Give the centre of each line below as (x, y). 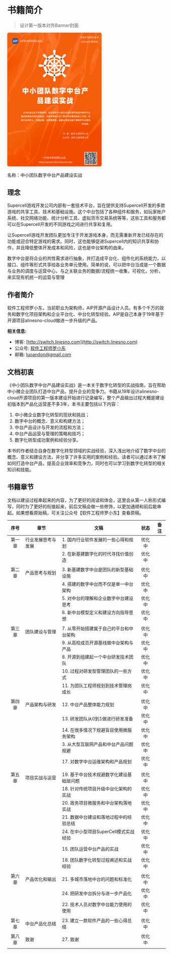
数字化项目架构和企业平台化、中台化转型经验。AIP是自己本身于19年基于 (90, 314)
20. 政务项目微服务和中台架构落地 (97, 803)
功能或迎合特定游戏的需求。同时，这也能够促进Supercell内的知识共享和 (81, 241)
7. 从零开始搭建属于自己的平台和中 (98, 628)
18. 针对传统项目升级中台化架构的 (97, 789)
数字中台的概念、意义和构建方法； (50, 421)
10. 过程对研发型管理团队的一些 (95, 671)
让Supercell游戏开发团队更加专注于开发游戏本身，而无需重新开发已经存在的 (85, 235)
